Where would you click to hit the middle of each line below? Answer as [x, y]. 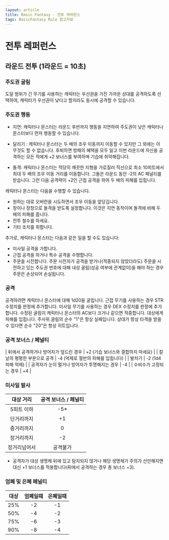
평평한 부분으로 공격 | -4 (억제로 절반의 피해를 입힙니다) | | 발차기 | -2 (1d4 [88, 358]
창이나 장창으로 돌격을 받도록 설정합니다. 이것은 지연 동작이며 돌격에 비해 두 [87, 208]
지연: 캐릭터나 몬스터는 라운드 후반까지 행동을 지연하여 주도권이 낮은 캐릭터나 [88, 127]
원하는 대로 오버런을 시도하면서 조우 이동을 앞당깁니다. [66, 201]
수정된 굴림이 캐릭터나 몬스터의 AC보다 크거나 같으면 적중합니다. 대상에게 [92, 313]
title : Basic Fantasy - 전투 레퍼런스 [43, 15]
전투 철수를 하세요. [31, 221]
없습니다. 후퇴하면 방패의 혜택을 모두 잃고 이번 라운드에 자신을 [97, 150]
